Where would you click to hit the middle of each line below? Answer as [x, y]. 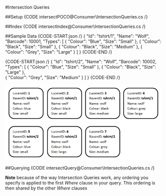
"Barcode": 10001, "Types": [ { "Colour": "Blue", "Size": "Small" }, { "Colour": [83, 41]
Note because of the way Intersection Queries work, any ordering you [77, 177]
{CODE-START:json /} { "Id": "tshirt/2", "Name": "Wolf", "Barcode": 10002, [81, 61]
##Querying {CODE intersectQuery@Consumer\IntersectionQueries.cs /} [80, 168]
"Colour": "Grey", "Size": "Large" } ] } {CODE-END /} [59, 52]
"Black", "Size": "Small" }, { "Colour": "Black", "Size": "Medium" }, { [74, 47]
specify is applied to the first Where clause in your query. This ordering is [80, 183]
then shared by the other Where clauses [46, 188]
